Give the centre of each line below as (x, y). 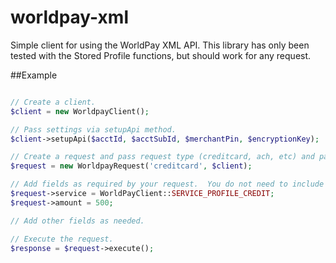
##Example (34, 75)
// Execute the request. (62, 239)
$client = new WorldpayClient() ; (80, 111)
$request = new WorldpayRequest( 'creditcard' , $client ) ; (131, 166)
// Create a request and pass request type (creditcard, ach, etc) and (162, 157)
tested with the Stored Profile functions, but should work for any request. (161, 55)
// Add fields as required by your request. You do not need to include (167, 184)
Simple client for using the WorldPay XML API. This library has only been (160, 45)
